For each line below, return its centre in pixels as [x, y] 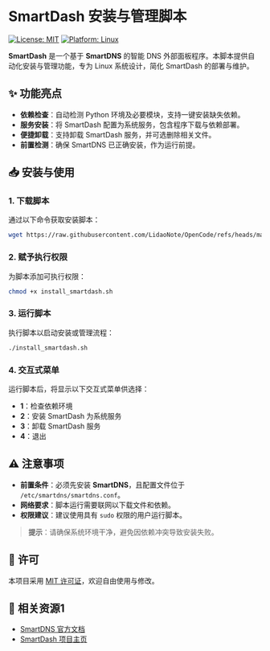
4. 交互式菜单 [34, 370]
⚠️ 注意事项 [36, 464]
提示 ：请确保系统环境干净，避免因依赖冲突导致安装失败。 [123, 532]
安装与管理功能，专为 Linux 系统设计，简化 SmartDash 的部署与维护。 [138, 66]
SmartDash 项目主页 [53, 639]
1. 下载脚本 [29, 201]
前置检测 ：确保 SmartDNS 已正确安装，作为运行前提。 [110, 145]
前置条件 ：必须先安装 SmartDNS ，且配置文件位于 [102, 485]
